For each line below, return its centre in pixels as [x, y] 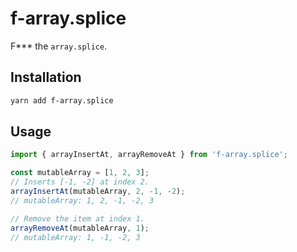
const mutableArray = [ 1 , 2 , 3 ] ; [80, 173]
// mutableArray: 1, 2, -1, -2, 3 [82, 200]
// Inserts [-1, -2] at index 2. [80, 182]
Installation [46, 77]
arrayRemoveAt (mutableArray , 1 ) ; [80, 228]
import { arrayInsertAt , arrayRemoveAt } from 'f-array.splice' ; [149, 155]
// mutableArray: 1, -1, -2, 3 [75, 237]
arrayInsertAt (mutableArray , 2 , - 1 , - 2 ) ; [98, 192]
